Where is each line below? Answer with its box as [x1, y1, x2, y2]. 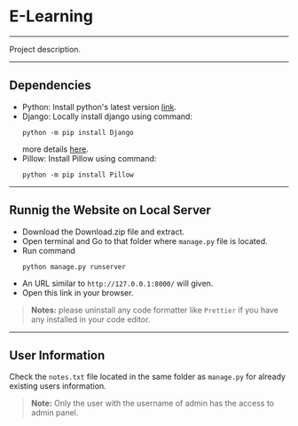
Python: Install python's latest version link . [21, 101, 177, 112]
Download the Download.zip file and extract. [21, 226, 184, 237]
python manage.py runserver [21, 262, 126, 272]
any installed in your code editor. [30, 313, 151, 325]
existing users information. [9, 381, 106, 391]
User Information [9, 348, 106, 363]
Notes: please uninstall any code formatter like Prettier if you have [30, 304, 279, 315]
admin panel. [30, 407, 79, 418]
